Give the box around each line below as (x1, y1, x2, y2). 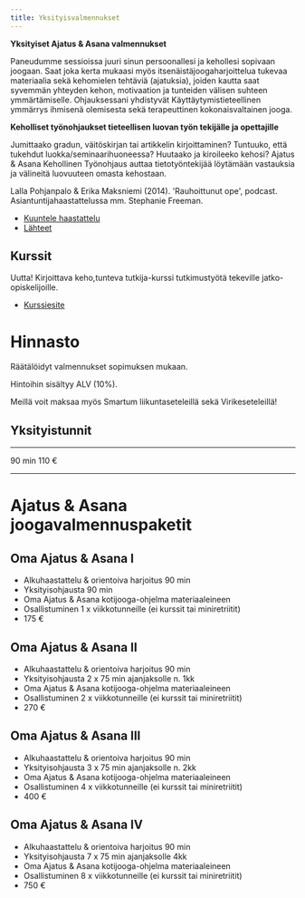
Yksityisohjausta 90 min (23, 584, 113, 595)
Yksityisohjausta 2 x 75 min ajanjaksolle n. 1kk (23, 673, 195, 684)
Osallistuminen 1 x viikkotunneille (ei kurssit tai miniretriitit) (23, 603, 241, 614)
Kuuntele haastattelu (23, 212, 100, 223)
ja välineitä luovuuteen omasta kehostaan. (10, 168, 167, 179)
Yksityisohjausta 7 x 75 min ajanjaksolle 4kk (23, 851, 188, 862)
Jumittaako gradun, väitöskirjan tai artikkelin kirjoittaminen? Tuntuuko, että (10, 139, 288, 150)
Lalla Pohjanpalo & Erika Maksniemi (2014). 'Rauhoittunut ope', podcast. (10, 185, 278, 196)
